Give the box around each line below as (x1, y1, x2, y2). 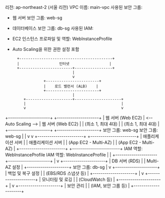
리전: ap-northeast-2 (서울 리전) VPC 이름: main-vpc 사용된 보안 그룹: (5, 4, 143, 10)
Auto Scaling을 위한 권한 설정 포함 (12, 46, 79, 52)
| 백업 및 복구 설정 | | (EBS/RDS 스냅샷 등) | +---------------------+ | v (5, 170, 144, 176)
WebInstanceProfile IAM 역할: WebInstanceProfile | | (5, 152, 111, 158)
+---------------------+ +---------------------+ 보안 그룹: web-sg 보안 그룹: (5, 127, 158, 133)
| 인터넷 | (17, 61, 111, 66)
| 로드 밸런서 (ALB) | (44, 84, 99, 89)
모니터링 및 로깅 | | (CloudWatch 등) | (42, 177, 115, 182)
